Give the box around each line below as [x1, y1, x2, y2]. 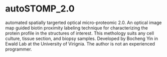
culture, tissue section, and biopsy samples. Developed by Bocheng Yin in [5, 35, 158, 41]
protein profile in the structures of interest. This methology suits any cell [5, 30, 154, 36]
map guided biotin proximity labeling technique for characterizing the [5, 24, 148, 30]
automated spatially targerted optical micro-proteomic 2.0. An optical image [5, 19, 162, 25]
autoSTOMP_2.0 [5, 3, 75, 14]
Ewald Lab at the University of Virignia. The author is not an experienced [5, 40, 155, 46]
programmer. [5, 46, 32, 52]
